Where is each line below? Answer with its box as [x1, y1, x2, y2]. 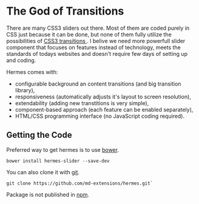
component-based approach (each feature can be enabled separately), [15, 106, 194, 113]
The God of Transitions [6, 4, 124, 18]
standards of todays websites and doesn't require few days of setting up [6, 50, 188, 57]
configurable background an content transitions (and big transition [15, 80, 181, 87]
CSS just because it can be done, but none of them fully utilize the [6, 30, 172, 38]
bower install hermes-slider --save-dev [6, 158, 110, 164]
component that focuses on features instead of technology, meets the [6, 44, 181, 51]
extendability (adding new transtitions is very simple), [15, 99, 149, 107]
